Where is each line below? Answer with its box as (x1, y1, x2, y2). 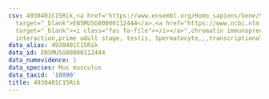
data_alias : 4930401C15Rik (8, 42, 98, 49)
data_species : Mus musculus (8, 64, 102, 72)
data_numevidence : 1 (8, 57, 78, 65)
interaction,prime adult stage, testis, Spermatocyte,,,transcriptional (15, 34, 263, 42)
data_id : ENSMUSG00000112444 (8, 49, 106, 57)
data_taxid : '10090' (8, 71, 78, 79)
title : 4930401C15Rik (8, 78, 81, 86)
